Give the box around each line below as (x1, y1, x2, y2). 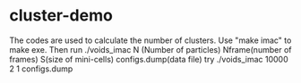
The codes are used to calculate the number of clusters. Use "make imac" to (9, 35, 292, 46)
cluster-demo (9, 5, 114, 26)
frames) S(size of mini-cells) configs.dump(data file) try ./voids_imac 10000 (9, 54, 288, 64)
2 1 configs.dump (9, 63, 73, 74)
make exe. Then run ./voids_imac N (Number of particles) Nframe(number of (9, 44, 292, 54)
